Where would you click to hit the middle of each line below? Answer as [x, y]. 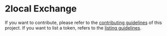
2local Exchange [41, 9]
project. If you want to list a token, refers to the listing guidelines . [73, 27]
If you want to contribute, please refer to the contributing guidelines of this [83, 22]
